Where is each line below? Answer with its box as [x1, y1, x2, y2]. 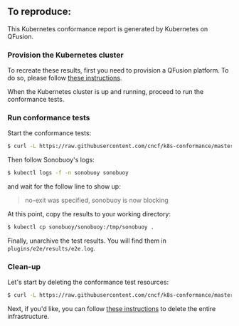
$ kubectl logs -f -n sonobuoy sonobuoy [7, 169, 129, 177]
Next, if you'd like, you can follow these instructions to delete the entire [7, 305, 216, 313]
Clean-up [7, 261, 41, 271]
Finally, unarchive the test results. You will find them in [7, 236, 167, 245]
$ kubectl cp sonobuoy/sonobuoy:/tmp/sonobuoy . [7, 224, 154, 231]
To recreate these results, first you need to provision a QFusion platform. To [7, 66, 229, 75]
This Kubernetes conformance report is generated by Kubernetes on [7, 24, 208, 33]
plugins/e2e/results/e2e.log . [7, 244, 96, 253]
